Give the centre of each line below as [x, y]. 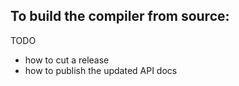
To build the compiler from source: [120, 16]
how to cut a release [67, 60]
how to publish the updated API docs [101, 70]
